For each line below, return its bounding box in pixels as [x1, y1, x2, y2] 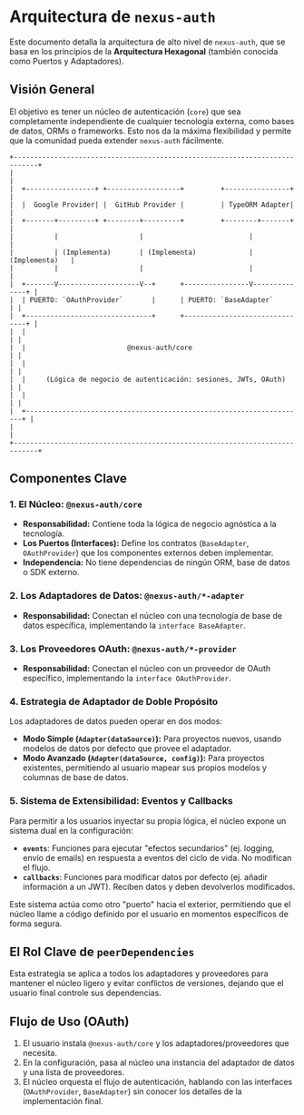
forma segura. [9, 918, 63, 929]
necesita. [22, 1048, 57, 1059]
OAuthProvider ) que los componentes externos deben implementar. [22, 547, 274, 559]
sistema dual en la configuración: [9, 825, 133, 836]
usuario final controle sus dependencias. [9, 987, 162, 999]
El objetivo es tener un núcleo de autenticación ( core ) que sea [9, 106, 241, 117]
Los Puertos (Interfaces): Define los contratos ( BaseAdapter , [22, 538, 250, 549]
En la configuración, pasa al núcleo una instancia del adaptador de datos [22, 1057, 295, 1068]
